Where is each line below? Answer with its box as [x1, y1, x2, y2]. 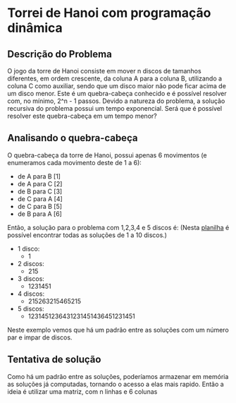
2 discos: [17, 259, 44, 267]
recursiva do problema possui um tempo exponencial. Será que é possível [7, 104, 223, 112]
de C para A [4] [17, 194, 63, 203]
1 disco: [17, 244, 40, 253]
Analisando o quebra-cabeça [7, 132, 138, 144]
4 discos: [17, 289, 44, 298]
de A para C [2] [17, 179, 63, 188]
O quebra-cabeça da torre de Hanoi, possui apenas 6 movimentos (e [7, 150, 207, 160]
